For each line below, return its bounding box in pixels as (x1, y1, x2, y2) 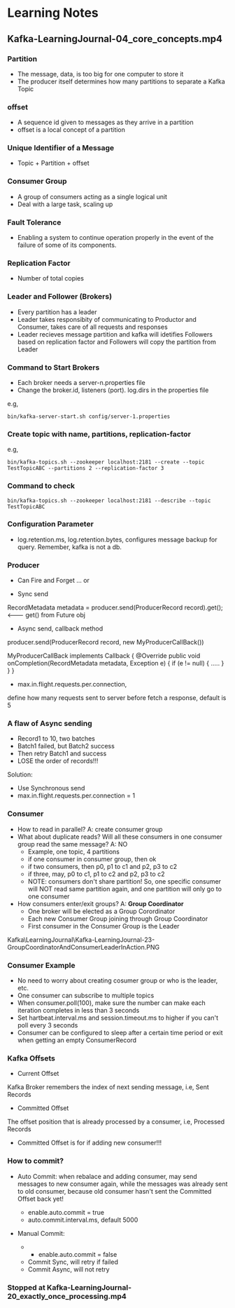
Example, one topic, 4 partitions (27, 847, 120, 856)
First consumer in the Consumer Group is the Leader (27, 922, 180, 930)
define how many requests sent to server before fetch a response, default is (7, 694, 227, 702)
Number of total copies (17, 274, 84, 283)
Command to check (7, 481, 76, 491)
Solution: (7, 770, 33, 779)
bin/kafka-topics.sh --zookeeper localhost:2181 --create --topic (7, 459, 205, 466)
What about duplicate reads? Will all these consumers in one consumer (17, 832, 222, 841)
